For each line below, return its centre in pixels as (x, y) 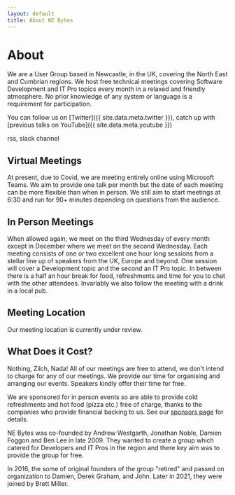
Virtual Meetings (45, 161)
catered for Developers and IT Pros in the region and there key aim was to (114, 447)
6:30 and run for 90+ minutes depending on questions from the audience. (114, 200)
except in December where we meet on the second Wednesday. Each (108, 246)
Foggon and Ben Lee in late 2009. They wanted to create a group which (111, 440)
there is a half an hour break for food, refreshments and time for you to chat (116, 276)
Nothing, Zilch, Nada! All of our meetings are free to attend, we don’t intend (116, 368)
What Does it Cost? (50, 352)
